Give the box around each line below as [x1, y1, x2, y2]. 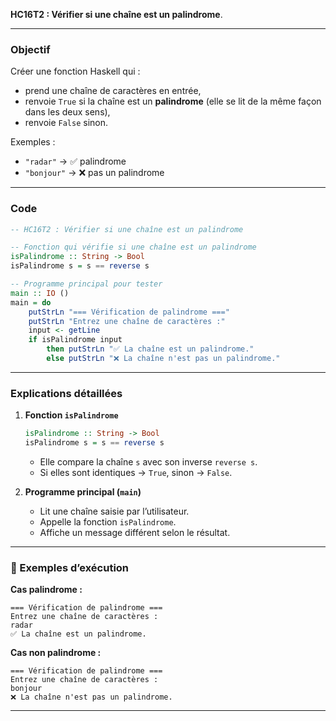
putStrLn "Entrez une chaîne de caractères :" [28, 316, 226, 326]
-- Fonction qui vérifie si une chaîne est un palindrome [10, 242, 257, 253]
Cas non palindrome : [10, 647, 102, 659]
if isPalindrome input [28, 335, 123, 345]
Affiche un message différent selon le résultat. [39, 527, 231, 539]
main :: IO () [10, 288, 70, 298]
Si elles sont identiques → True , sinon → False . [39, 467, 233, 479]
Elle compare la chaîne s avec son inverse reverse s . [39, 456, 258, 468]
